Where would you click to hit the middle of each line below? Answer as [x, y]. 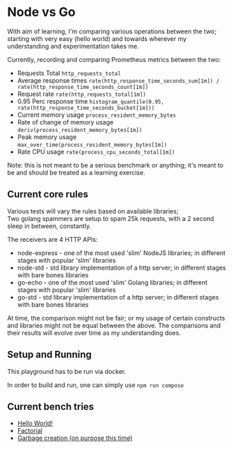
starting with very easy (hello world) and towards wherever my [97, 38]
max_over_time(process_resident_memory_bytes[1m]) [92, 145]
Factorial [30, 431]
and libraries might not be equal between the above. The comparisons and [114, 325]
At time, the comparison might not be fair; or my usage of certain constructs [116, 318]
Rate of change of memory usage [65, 122]
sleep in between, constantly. [49, 226]
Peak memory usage [47, 137]
